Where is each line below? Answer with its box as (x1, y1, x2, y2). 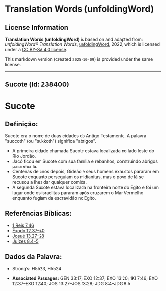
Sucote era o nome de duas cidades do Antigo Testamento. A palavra (5, 133, 147, 139)
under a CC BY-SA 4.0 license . (5, 47, 68, 52)
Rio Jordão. (12, 153, 36, 159)
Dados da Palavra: (5, 252, 62, 261)
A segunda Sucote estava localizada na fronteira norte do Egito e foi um (12, 184, 159, 191)
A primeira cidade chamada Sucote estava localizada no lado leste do (12, 148, 155, 154)
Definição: (5, 120, 38, 128)
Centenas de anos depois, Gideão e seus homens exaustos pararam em (12, 169, 159, 175)
